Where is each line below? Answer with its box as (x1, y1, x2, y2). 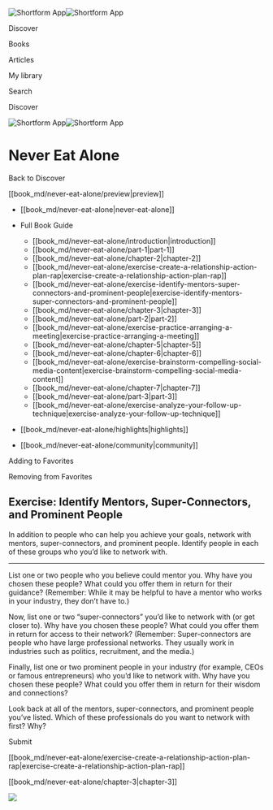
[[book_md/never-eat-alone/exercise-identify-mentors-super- (32, 279, 240, 288)
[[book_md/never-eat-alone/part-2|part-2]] (32, 314, 177, 323)
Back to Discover (8, 173, 66, 183)
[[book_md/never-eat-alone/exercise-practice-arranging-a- (32, 322, 233, 332)
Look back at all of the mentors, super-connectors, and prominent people (8, 704, 254, 713)
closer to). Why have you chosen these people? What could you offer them (8, 620, 259, 630)
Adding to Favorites (8, 456, 75, 466)
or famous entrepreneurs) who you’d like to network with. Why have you (8, 670, 250, 680)
